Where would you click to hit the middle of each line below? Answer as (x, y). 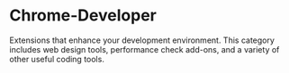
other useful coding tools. (57, 59)
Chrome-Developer (83, 16)
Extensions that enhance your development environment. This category (142, 40)
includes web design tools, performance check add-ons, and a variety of (144, 49)
